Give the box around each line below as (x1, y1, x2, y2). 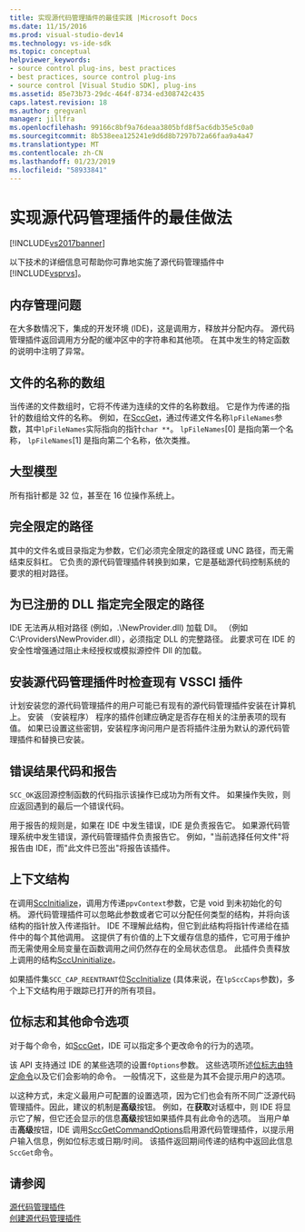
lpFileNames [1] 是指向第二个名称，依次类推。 (26, 434, 195, 445)
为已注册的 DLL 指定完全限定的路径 (9, 596, 204, 611)
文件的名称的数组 (9, 374, 105, 391)
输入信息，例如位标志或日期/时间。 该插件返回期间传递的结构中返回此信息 (16, 1135, 293, 1146)
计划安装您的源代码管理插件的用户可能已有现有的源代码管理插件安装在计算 (9, 700, 288, 711)
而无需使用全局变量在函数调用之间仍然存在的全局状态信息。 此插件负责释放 (9, 942, 290, 954)
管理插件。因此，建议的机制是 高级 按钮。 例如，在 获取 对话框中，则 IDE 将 (9, 1101, 284, 1112)
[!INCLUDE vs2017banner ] (9, 238, 106, 249)
